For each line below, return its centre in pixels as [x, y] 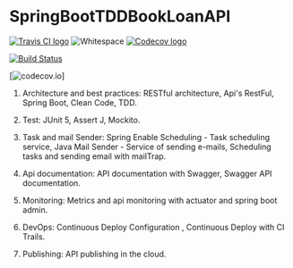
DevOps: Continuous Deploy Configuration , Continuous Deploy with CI [153, 227]
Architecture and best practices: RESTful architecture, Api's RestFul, [148, 93]
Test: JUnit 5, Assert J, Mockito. [81, 120]
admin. [35, 209]
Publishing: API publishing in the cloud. [94, 254]
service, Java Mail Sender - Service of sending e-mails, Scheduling [146, 147]
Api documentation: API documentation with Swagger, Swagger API [147, 173]
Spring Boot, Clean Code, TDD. [79, 102]
